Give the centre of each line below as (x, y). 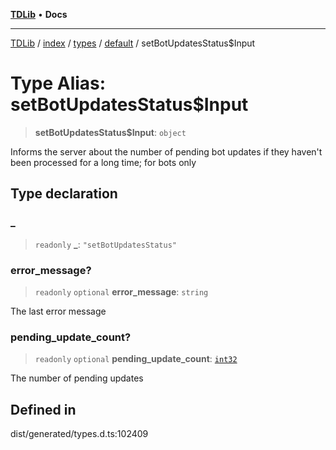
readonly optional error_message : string (121, 291)
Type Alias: (58, 83)
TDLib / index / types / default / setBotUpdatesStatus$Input (133, 43)
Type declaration (64, 194)
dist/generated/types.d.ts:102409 (79, 434)
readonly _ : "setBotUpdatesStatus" (106, 244)
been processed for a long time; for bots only (103, 162)
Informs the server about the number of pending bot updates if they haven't (166, 151)
